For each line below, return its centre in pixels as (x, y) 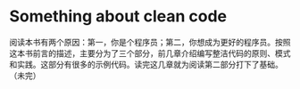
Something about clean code (118, 16)
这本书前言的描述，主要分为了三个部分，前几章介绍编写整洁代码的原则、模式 (150, 53)
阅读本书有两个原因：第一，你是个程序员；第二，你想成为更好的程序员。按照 (150, 42)
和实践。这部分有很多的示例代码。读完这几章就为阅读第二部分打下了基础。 (146, 64)
